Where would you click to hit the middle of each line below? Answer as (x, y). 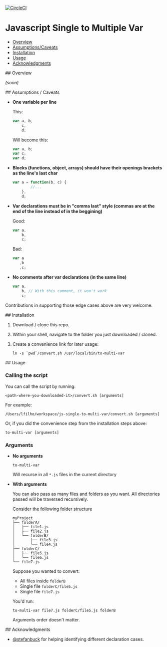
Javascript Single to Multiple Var (74, 28)
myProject (23, 518)
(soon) (12, 82)
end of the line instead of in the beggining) (57, 211)
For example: (19, 405)
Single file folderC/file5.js (48, 586)
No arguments (28, 456)
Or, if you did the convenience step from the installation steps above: (76, 423)
